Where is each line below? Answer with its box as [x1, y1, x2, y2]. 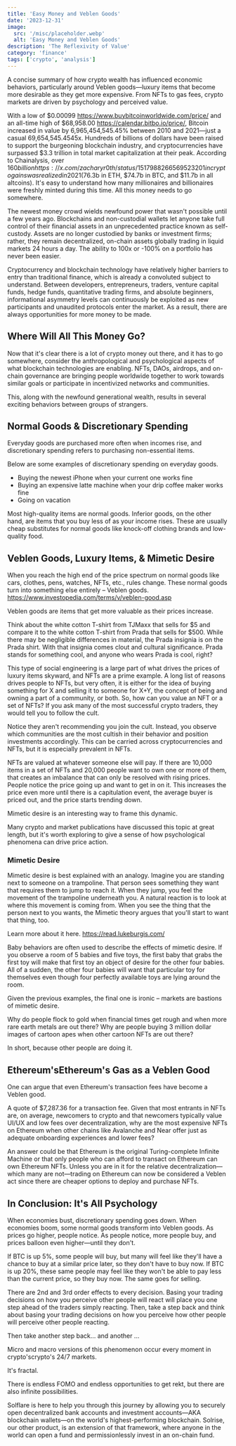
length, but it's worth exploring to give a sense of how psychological [7, 830, 205, 839]
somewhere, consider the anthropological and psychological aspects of [7, 356, 215, 365]
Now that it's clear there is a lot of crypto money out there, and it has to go [7, 349, 223, 357]
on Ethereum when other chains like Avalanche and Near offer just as [7, 1126, 207, 1135]
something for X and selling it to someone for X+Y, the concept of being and [7, 686, 228, 695]
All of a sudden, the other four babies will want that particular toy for [7, 966, 205, 974]
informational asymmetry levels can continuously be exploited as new [7, 295, 209, 303]
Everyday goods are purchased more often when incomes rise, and [7, 439, 202, 447]
